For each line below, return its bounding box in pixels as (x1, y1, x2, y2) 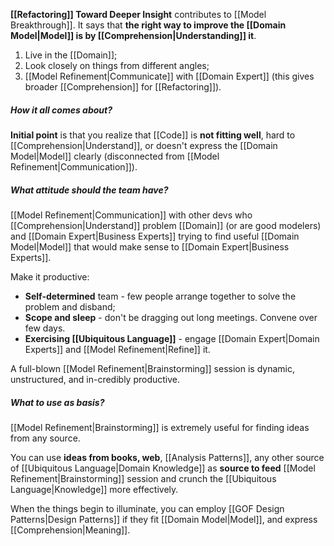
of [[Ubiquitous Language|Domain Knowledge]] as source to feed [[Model (10, 462, 316, 474)
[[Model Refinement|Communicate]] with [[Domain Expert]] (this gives (24, 70, 315, 82)
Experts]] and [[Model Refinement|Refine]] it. (24, 343, 211, 355)
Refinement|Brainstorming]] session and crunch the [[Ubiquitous (10, 472, 277, 484)
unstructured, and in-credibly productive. (10, 373, 181, 385)
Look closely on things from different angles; (24, 60, 210, 71)
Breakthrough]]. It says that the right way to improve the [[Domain (10, 19, 287, 31)
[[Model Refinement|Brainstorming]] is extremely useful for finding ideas (10, 421, 310, 433)
